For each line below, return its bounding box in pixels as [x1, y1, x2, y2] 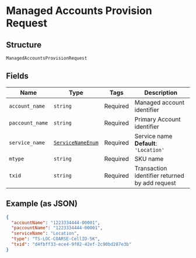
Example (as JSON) [6, 199, 78, 209]
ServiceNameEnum [53, 139, 99, 146]
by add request [134, 178, 176, 187]
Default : [134, 139, 157, 147]
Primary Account [134, 115, 181, 123]
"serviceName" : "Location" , [11, 231, 80, 236]
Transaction [134, 164, 167, 172]
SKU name [134, 154, 164, 163]
